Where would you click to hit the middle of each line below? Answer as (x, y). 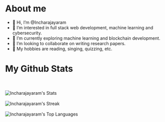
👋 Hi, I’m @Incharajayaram (39, 22)
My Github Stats (39, 69)
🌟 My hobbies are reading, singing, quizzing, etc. (62, 49)
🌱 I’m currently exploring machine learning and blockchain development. (86, 38)
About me (26, 9)
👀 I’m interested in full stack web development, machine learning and (83, 27)
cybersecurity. (27, 33)
